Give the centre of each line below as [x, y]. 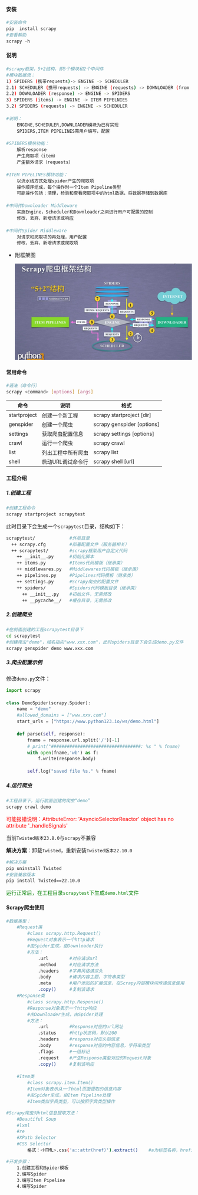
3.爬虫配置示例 [24, 662]
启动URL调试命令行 [65, 462]
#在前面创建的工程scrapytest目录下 [45, 630]
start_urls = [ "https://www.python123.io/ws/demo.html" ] [88, 722]
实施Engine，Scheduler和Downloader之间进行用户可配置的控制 [85, 212]
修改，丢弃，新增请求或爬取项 [47, 243]
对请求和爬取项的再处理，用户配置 [52, 237]
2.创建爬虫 [19, 614]
